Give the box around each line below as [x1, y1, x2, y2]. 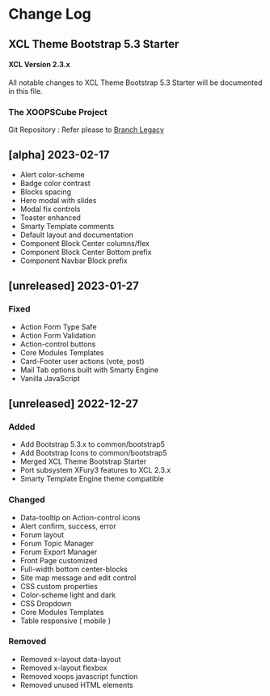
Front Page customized [19, 555, 98, 565]
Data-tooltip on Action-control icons [19, 512, 141, 522]
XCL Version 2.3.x [8, 60, 70, 70]
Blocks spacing [19, 187, 71, 197]
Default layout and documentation [19, 230, 133, 240]
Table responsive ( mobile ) [19, 616, 112, 626]
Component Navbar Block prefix [19, 256, 128, 265]
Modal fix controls [19, 204, 81, 214]
